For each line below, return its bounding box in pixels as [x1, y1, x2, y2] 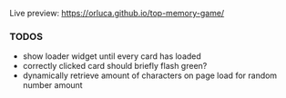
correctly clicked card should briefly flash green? [22, 61, 208, 72]
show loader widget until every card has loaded [22, 51, 202, 62]
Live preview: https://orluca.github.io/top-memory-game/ [9, 8, 225, 18]
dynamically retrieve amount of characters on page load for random [22, 70, 278, 81]
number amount [22, 80, 84, 91]
